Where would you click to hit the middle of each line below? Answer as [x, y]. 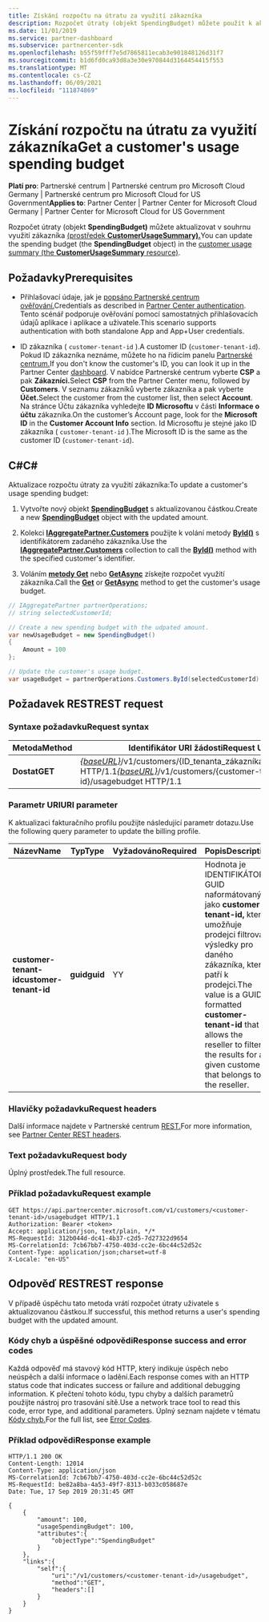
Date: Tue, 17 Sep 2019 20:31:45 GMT [71, 1492]
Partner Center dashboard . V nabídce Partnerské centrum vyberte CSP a [140, 372]
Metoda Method [42, 747]
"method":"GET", [78, 1583]
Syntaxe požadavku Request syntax [79, 727]
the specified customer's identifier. [77, 558]
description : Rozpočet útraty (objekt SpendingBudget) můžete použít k [130, 23]
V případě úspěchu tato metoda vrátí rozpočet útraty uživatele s [114, 1303]
